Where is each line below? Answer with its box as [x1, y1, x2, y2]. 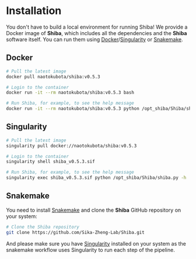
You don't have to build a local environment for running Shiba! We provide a [6, 23, 188, 30]
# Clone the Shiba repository [6, 224, 80, 230]
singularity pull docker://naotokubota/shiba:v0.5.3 [6, 143, 137, 149]
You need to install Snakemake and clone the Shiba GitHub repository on [6, 206, 181, 213]
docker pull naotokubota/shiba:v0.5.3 [6, 74, 100, 80]
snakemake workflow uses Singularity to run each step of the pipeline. [6, 246, 175, 253]
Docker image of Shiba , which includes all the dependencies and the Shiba [6, 29, 187, 36]
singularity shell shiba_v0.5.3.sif [6, 159, 95, 165]
